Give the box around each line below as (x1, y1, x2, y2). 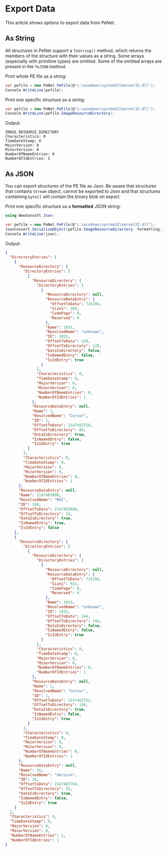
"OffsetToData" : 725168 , (49, 576, 101, 582)
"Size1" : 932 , (49, 581, 79, 586)
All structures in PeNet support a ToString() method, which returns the (5, 47, 151, 53)
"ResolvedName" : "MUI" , (18, 497, 68, 502)
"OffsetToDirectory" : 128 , (45, 344, 101, 349)
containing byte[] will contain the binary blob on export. (5, 194, 121, 200)
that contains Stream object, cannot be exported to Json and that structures (5, 189, 161, 195)
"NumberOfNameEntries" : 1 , (9, 833, 66, 838)
